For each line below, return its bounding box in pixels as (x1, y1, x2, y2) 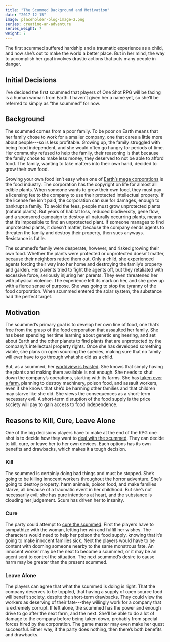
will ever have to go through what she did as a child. (5, 354, 114, 360)
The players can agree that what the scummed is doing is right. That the (5, 583, 156, 589)
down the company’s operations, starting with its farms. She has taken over (5, 375, 162, 381)
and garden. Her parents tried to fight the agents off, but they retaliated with (5, 266, 163, 273)
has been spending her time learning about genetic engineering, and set (5, 332, 156, 339)
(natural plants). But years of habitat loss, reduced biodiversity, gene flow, (5, 208, 159, 214)
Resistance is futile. (5, 235, 46, 241)
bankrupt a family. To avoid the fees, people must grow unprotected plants (5, 202, 161, 209)
